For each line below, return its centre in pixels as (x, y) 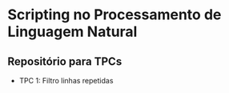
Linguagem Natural (72, 32)
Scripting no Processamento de (114, 15)
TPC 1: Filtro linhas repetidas (66, 81)
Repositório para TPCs (65, 61)
